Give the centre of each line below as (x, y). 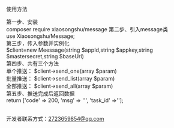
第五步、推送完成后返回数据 (40, 94)
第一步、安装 (22, 22)
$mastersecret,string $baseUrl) (45, 56)
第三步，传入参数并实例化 (38, 43)
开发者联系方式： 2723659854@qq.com (55, 118)
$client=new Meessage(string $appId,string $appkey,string (79, 50)
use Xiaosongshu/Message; (40, 36)
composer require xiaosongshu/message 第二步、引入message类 (87, 29)
